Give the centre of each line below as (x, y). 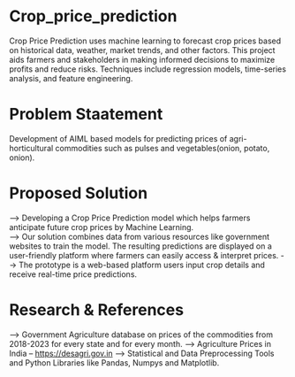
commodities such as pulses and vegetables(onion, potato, (163, 148)
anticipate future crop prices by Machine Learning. (102, 227)
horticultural (31, 148)
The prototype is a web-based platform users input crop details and (142, 265)
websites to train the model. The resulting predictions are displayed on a (140, 246)
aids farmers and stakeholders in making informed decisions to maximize (142, 59)
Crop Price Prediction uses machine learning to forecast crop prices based (145, 41)
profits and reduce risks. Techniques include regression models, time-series (148, 69)
